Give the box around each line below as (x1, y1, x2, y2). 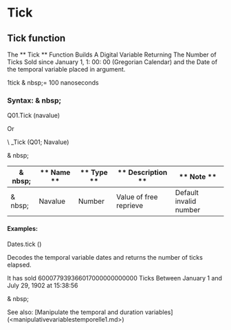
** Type (80, 167, 108, 177)
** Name (40, 167, 71, 177)
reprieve (116, 201, 144, 211)
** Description (117, 167, 168, 177)
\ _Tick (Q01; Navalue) (7, 138, 69, 146)
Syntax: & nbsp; (7, 95, 62, 105)
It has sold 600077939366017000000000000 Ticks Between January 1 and (7, 274, 222, 282)
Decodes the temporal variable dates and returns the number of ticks (7, 253, 203, 261)
